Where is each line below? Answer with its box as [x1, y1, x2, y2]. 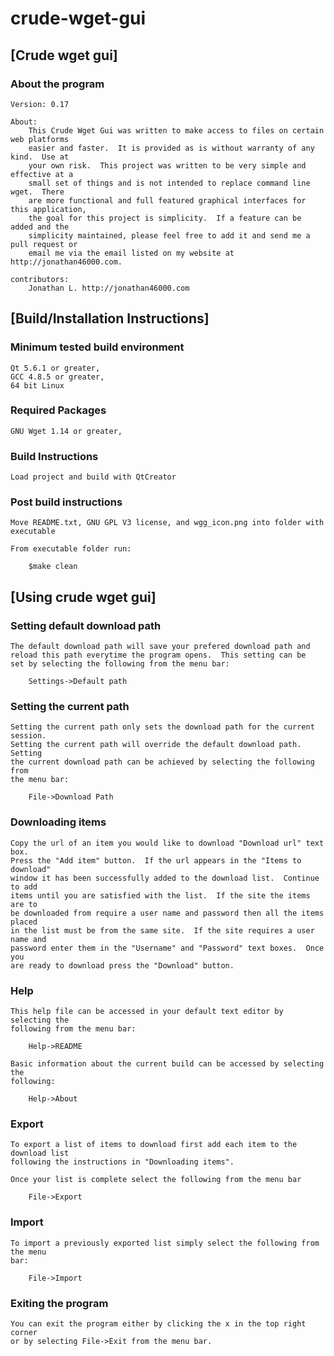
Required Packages [10, 403, 107, 417]
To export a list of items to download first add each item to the [10, 1140, 298, 1150]
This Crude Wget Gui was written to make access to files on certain [28, 125, 325, 136]
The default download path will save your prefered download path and [10, 642, 311, 652]
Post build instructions [10, 495, 123, 509]
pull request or [10, 239, 78, 249]
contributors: [10, 274, 70, 284]
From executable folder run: [10, 544, 132, 554]
